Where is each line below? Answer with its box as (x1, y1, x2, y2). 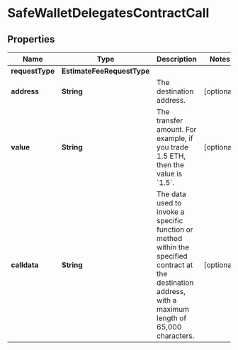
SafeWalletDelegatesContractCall (7, 5, 210, 21)
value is (157, 169, 183, 179)
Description (157, 55, 197, 64)
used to (157, 198, 182, 208)
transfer (157, 115, 183, 125)
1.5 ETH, (157, 151, 186, 161)
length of (157, 313, 187, 323)
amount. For (157, 125, 197, 134)
